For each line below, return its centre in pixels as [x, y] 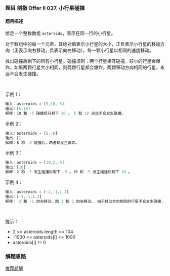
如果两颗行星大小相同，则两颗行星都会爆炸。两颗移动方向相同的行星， [87, 67]
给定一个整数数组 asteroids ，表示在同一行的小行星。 [60, 33]
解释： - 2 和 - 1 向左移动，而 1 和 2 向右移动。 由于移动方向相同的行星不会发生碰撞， [85, 201]
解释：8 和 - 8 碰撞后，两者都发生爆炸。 [42, 143]
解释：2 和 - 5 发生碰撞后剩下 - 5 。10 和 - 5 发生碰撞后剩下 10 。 [69, 172]
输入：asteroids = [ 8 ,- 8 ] [31, 133]
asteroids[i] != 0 [29, 242]
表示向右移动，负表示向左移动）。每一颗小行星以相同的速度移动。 [86, 50]
